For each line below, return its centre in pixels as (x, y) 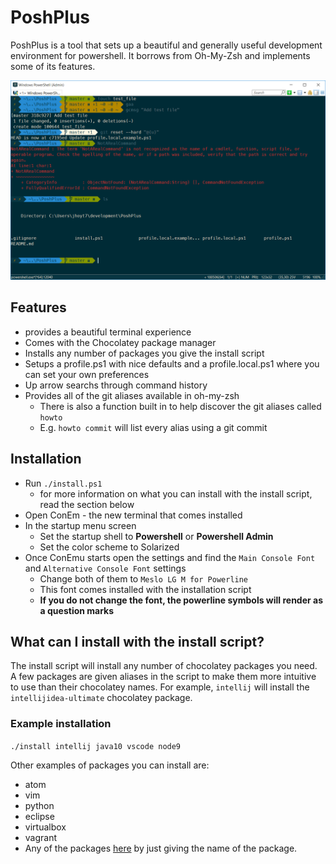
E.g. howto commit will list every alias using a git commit (153, 427)
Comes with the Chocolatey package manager (120, 342)
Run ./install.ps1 (63, 483)
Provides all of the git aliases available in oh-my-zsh (132, 395)
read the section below (87, 504)
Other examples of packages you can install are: (110, 765)
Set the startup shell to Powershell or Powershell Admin (156, 536)
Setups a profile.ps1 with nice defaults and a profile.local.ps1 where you (172, 363)
